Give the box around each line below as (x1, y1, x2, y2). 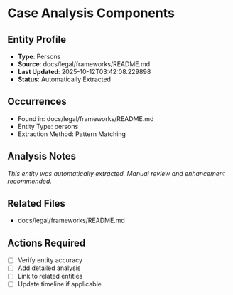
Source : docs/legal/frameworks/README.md (17, 60, 151, 68)
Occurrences (7, 95, 67, 108)
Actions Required (7, 237, 86, 249)
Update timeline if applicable (17, 280, 102, 289)
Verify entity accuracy (17, 256, 83, 264)
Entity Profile (7, 33, 66, 46)
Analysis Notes (7, 150, 77, 162)
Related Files (7, 197, 66, 209)
